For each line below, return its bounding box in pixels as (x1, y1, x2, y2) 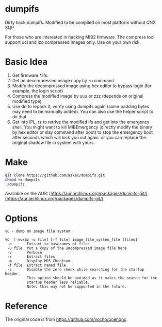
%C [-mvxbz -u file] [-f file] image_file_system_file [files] (5, 237, 138, 242)
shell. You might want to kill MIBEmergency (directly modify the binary (12, 124, 153, 130)
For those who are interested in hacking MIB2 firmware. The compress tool (5, 34, 155, 40)
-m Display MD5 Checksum (7, 259, 70, 264)
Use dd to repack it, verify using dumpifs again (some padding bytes (12, 103, 149, 109)
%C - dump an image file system (5, 229, 70, 234)
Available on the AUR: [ (5, 191, 51, 197)
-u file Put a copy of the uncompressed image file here (7, 246, 127, 251)
